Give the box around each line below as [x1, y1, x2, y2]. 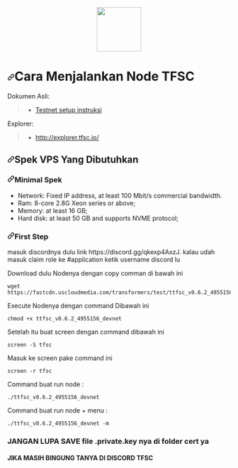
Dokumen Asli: [7, 92, 50, 100]
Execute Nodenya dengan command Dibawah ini [7, 301, 149, 310]
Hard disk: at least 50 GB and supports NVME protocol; [17, 214, 179, 222]
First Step [14, 232, 49, 241]
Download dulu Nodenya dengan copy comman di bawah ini [7, 268, 183, 277]
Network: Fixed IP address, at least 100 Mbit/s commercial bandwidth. [17, 191, 222, 200]
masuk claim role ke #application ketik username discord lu [7, 255, 181, 263]
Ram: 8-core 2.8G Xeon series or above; [17, 199, 136, 207]
